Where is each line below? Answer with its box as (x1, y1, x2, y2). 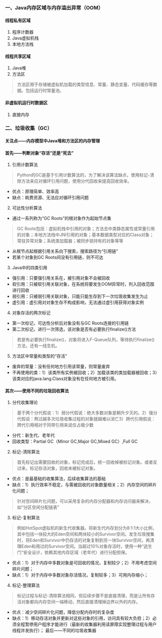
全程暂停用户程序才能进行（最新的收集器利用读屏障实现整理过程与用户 (16, 621, 157, 627)
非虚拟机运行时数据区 (5, 100, 48, 105)
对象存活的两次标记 (12, 310, 51, 316)
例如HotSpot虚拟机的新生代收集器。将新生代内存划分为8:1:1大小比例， (16, 525, 157, 531)
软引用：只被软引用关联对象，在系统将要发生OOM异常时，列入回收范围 (12, 281, 154, 287)
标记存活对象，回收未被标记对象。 (30, 465, 98, 471)
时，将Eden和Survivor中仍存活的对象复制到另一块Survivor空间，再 (16, 538, 150, 543)
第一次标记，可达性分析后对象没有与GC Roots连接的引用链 (12, 320, 129, 326)
